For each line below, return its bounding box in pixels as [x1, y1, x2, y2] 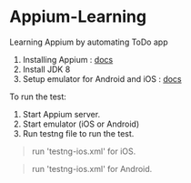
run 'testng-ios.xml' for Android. [31, 163, 153, 174]
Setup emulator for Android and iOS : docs [22, 73, 182, 84]
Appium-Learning [9, 6, 147, 27]
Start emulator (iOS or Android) [22, 118, 140, 129]
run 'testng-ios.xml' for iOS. [31, 146, 136, 157]
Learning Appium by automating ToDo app [9, 36, 168, 47]
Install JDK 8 [22, 64, 71, 75]
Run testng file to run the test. [22, 127, 135, 138]
